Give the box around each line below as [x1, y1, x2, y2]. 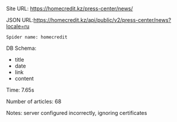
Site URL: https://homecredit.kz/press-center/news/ [6, 5, 134, 12]
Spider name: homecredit [6, 34, 68, 40]
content [14, 75, 34, 82]
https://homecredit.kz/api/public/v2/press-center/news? [33, 17, 172, 23]
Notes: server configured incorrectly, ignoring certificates [6, 110, 147, 116]
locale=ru [6, 23, 30, 30]
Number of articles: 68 [6, 98, 62, 105]
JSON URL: [6, 17, 34, 23]
